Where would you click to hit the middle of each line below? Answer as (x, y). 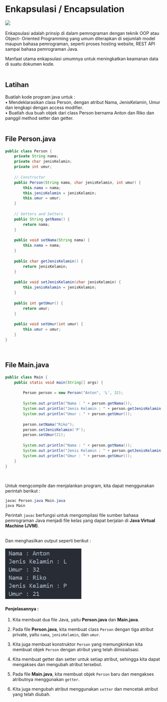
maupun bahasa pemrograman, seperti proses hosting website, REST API (80, 44)
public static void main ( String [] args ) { (59, 382)
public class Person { (29, 151)
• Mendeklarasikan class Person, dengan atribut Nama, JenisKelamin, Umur (83, 102)
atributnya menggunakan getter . (46, 680)
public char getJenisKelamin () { (49, 261)
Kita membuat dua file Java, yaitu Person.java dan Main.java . (76, 620)
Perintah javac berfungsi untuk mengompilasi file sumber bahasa (72, 515)
